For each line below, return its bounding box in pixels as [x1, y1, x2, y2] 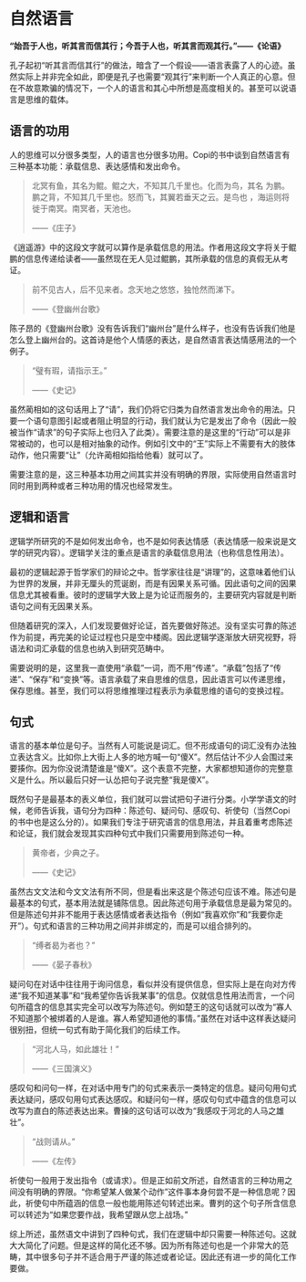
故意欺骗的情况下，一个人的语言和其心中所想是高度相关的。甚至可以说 [25, 82, 289, 93]
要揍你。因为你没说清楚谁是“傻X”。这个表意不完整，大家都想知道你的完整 [9, 763, 285, 774]
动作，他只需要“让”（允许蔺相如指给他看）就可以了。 [9, 449, 209, 460]
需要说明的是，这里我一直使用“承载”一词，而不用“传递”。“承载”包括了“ [9, 662, 274, 673]
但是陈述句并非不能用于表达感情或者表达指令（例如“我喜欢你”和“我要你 [9, 909, 276, 920]
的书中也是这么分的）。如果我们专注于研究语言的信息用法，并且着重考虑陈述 [9, 816, 293, 827]
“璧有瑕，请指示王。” [31, 364, 107, 375]
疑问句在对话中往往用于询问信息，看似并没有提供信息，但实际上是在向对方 [9, 979, 289, 990]
